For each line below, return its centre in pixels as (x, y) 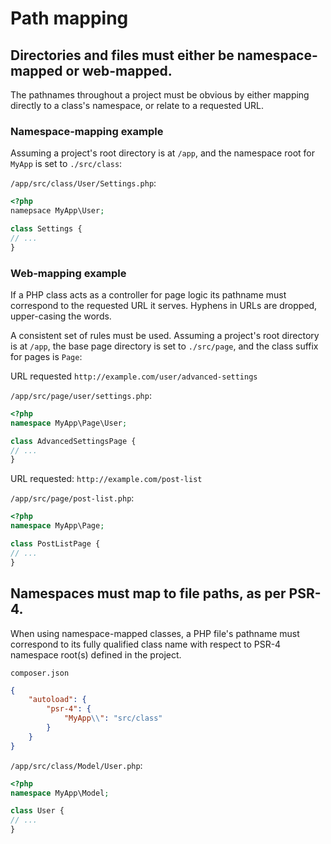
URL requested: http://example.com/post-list (106, 479)
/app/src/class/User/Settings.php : (83, 183)
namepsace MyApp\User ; (57, 211)
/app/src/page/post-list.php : (72, 498)
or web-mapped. (119, 70)
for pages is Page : (46, 356)
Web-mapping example (68, 273)
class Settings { (46, 229)
